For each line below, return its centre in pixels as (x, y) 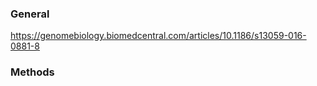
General (30, 14)
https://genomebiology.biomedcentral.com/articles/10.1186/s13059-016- (158, 36)
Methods (32, 72)
